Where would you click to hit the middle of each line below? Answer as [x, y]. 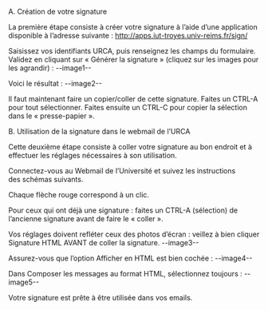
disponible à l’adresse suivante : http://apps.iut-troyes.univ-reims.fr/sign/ [128, 36]
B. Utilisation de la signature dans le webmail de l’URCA [99, 131]
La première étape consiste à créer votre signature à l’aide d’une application [133, 27]
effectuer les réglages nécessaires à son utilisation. [93, 155]
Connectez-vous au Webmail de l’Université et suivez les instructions [122, 171]
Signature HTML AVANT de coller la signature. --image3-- [104, 242]
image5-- [24, 282]
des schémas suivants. [46, 179]
